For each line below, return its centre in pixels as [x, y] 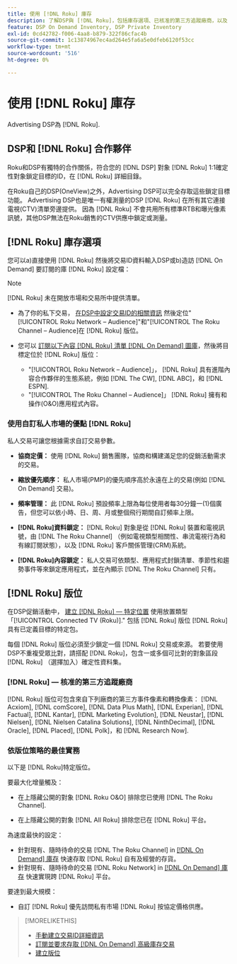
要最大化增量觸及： [35, 782]
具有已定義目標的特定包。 [45, 629]
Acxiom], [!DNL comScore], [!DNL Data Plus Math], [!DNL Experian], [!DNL [116, 707]
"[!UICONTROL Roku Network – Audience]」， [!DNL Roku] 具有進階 [126, 369]
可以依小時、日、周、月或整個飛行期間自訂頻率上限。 [120, 512]
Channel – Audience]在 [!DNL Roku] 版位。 [80, 331]
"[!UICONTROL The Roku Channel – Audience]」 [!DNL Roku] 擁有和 [128, 395]
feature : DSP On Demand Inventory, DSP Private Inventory [94, 27]
